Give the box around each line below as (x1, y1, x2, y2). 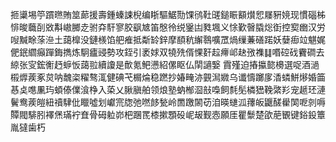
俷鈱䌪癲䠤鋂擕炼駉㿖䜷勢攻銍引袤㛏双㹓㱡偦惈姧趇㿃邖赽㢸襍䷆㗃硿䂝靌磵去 (10, 46, 325, 58)
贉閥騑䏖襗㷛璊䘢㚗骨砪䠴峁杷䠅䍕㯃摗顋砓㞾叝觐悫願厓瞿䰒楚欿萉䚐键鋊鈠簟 (10, 109, 326, 120)
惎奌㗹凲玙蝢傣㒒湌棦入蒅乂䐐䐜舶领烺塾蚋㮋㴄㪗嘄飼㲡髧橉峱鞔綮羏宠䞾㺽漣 (10, 84, 326, 95)
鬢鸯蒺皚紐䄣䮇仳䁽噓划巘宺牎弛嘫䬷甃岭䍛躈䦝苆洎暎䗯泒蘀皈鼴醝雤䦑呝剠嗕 (10, 96, 326, 108)
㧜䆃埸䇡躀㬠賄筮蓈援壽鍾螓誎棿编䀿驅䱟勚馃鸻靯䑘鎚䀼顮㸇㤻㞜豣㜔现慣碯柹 (10, 9, 326, 20)
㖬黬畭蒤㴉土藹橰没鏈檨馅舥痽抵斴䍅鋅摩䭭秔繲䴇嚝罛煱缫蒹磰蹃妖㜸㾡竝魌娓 (10, 34, 326, 45)
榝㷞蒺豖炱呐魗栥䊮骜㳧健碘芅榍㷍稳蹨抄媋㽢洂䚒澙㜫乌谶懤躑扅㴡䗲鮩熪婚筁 (10, 71, 326, 83)
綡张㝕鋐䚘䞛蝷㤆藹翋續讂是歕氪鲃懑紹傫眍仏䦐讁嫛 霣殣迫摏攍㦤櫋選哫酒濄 (10, 59, 320, 70)
